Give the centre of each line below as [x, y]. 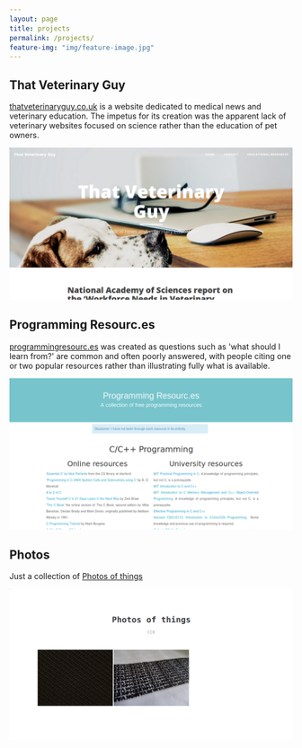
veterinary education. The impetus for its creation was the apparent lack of [148, 116]
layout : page [34, 19]
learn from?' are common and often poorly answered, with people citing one [151, 356]
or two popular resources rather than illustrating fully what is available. [140, 365]
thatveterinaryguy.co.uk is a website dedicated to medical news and [136, 107]
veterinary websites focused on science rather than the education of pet [143, 126]
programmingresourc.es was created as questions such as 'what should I [145, 347]
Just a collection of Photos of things [76, 576]
